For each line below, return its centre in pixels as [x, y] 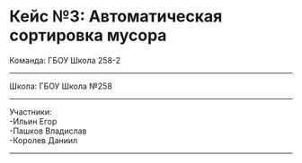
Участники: [31, 112]
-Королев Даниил [44, 140]
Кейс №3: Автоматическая [116, 17]
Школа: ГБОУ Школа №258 [61, 86]
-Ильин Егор [33, 121]
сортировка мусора [88, 35]
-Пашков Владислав [48, 131]
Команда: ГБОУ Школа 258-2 [65, 60]
